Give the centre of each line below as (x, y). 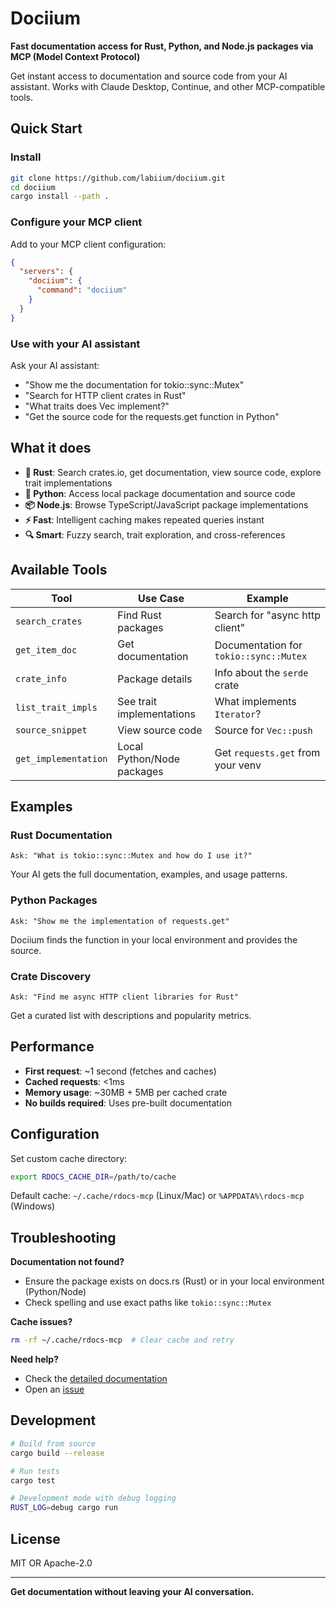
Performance (52, 1047)
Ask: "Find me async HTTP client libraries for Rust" (125, 997)
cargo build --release (57, 1453)
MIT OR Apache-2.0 (51, 1563)
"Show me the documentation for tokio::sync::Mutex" (134, 384)
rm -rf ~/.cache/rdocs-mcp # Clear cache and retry (122, 1340)
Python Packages (54, 900)
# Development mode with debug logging (93, 1498)
